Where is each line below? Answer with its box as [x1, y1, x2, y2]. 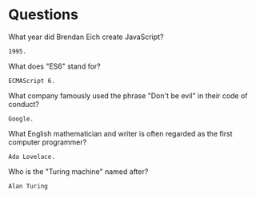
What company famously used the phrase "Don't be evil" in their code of [8, 90, 248, 101]
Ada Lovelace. [8, 152, 56, 160]
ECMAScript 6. [8, 77, 56, 85]
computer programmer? [8, 137, 87, 147]
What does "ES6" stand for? [8, 61, 102, 71]
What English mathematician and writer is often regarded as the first [8, 129, 234, 138]
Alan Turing [8, 182, 48, 190]
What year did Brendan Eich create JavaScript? [8, 32, 164, 42]
